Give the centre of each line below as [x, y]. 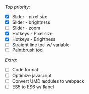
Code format [25, 70]
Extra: [11, 60]
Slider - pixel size [30, 17]
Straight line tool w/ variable [41, 45]
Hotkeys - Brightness [34, 39]
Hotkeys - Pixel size [32, 34]
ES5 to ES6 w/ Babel [33, 87]
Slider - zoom [26, 28]
